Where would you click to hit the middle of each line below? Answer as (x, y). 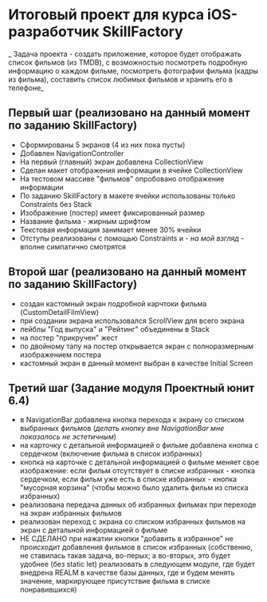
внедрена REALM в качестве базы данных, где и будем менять (127, 572)
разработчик (54, 32)
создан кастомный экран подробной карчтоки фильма (113, 303)
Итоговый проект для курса (106, 15)
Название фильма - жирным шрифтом (85, 221)
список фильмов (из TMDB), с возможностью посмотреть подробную (128, 62)
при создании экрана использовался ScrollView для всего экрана (132, 321)
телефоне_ (26, 88)
